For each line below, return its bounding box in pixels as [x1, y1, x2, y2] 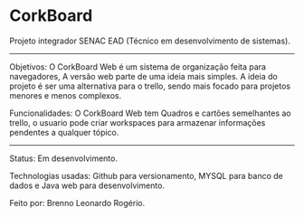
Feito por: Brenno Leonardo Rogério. [9, 197, 146, 208]
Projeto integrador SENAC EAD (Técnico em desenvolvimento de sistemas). [9, 35, 291, 46]
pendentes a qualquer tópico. [9, 127, 119, 137]
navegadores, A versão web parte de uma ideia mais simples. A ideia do [9, 71, 278, 81]
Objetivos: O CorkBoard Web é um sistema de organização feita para [9, 61, 267, 72]
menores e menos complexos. [9, 90, 122, 100]
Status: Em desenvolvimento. [9, 153, 118, 164]
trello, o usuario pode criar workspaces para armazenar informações [9, 117, 266, 127]
